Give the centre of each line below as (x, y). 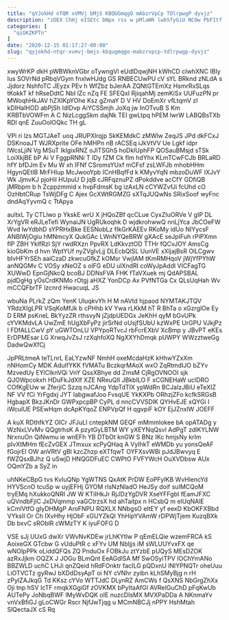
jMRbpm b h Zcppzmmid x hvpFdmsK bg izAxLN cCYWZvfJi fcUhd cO (107, 187)
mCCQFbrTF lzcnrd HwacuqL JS (53, 287)
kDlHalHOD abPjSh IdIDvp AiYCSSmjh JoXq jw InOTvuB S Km (94, 108)
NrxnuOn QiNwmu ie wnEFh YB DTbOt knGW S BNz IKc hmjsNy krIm (104, 437)
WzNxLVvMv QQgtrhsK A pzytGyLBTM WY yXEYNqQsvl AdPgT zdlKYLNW (113, 429)
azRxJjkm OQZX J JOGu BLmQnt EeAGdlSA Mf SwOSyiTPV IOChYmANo (110, 558)
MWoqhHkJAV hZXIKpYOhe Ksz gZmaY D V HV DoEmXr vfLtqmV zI (103, 100)
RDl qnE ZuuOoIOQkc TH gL (47, 122)
